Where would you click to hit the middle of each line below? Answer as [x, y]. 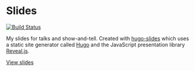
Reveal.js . [18, 50]
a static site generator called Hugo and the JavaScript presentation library [95, 45]
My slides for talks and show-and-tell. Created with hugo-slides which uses [97, 38]
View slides [20, 62]
